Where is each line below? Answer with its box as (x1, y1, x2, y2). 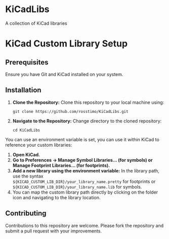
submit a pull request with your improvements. (5, 228, 102, 234)
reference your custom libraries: (5, 142, 72, 148)
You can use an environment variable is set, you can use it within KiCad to (5, 136, 159, 142)
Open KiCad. (12, 151, 40, 157)
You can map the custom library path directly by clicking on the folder (12, 189, 158, 195)
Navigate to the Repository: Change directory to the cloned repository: (12, 117, 162, 124)
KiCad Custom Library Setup (5, 38, 128, 49)
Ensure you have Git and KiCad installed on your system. (5, 71, 123, 77)
